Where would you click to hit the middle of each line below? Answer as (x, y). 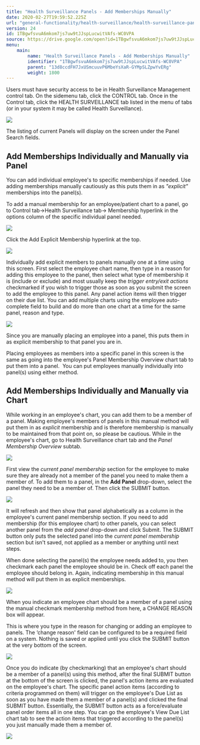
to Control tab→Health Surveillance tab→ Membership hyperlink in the (92, 211)
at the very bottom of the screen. (47, 645)
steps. (14, 548)
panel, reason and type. (35, 313)
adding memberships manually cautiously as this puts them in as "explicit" (97, 186)
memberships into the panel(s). (45, 193)
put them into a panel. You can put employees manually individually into (95, 366)
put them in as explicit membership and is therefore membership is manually (100, 427)
